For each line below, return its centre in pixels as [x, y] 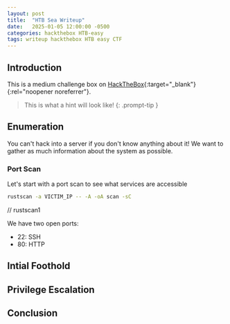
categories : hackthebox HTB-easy [55, 33]
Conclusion [33, 313]
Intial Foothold [39, 266]
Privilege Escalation [51, 290]
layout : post [26, 14]
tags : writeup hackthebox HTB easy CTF [65, 40]
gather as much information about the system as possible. [90, 151]
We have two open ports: [43, 223]
